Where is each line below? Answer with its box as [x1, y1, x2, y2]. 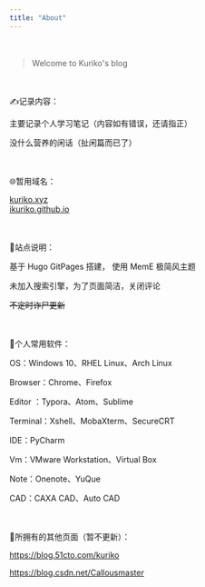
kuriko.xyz [9, 194, 48, 204]
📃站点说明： [9, 242, 55, 253]
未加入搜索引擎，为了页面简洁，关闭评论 [9, 280, 161, 291]
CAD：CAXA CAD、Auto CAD [9, 492, 121, 503]
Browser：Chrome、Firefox [9, 376, 112, 387]
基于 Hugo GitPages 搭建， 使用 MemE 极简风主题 [9, 261, 197, 272]
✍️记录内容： [9, 95, 59, 106]
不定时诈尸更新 [9, 299, 65, 310]
